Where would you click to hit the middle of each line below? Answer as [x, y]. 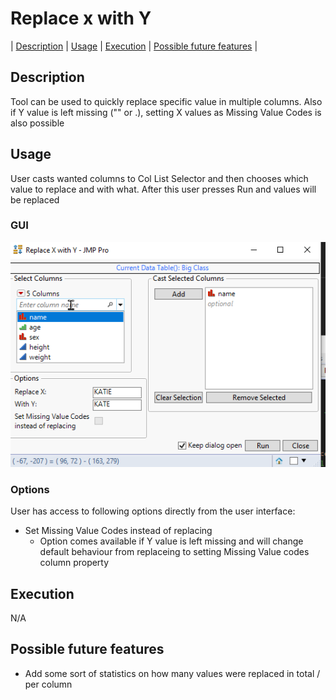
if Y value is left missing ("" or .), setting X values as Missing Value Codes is [166, 112]
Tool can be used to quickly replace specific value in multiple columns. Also [166, 101]
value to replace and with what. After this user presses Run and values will [163, 189]
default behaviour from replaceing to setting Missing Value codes [174, 552]
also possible [37, 123]
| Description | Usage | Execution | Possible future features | [134, 46]
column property [74, 563]
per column [48, 684]
